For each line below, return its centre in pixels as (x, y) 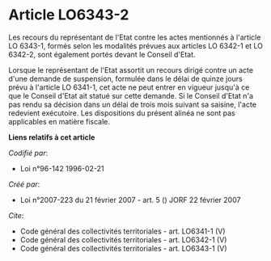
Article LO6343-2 (69, 15)
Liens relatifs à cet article (52, 137)
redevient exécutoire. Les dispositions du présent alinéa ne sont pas (122, 113)
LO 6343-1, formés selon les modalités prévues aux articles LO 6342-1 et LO (136, 45)
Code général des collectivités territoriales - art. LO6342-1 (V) (123, 239)
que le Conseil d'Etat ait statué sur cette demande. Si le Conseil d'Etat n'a (131, 95)
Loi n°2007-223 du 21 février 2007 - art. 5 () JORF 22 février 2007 (130, 200)
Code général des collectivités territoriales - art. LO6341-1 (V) (123, 231)
